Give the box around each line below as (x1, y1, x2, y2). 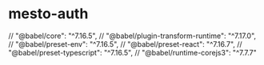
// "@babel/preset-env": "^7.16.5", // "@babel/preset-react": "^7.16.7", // (8, 39, 242, 48)
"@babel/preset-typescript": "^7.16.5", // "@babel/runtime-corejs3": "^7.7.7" (8, 48, 258, 57)
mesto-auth (8, 5, 89, 23)
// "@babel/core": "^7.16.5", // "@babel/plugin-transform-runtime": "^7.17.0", (8, 31, 257, 40)
